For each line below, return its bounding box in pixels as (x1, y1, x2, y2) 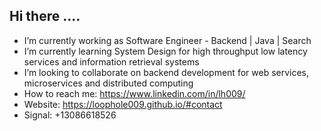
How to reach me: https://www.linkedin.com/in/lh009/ (23, 87, 246, 99)
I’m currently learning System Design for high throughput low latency (23, 45, 308, 57)
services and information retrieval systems (23, 55, 200, 68)
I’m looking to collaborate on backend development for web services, (23, 66, 310, 78)
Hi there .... (9, 8, 81, 25)
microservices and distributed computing (23, 77, 194, 89)
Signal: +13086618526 (23, 109, 117, 121)
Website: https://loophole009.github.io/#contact (23, 98, 223, 110)
